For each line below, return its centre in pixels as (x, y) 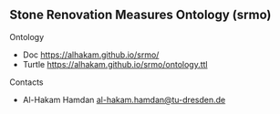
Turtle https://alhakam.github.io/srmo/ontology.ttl (115, 64)
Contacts (26, 82)
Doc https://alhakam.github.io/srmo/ (91, 55)
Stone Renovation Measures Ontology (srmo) (140, 15)
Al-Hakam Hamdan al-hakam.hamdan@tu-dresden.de (124, 99)
